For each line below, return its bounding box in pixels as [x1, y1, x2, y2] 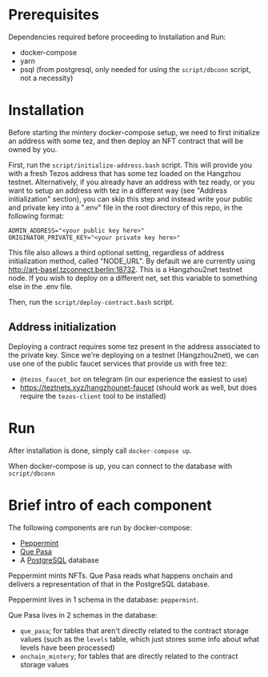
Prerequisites [8, 6, 100, 24]
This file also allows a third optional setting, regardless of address [8, 247, 225, 257]
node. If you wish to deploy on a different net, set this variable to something [8, 273, 258, 282]
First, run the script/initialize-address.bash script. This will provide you [8, 160, 253, 170]
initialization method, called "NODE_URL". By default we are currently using [8, 256, 256, 266]
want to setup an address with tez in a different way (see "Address [8, 186, 228, 195]
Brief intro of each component [8, 496, 212, 514]
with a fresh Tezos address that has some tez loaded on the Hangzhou [8, 168, 242, 178]
